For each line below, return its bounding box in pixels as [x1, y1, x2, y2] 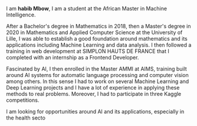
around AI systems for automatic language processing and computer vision [6, 72, 189, 78]
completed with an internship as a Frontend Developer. [6, 54, 139, 61]
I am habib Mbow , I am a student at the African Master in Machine [6, 5, 167, 12]
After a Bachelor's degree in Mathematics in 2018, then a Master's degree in [6, 23, 191, 29]
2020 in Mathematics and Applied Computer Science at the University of [6, 29, 183, 36]
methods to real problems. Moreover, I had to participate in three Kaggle [6, 91, 182, 97]
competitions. [6, 97, 40, 104]
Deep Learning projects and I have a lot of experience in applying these [6, 84, 180, 91]
